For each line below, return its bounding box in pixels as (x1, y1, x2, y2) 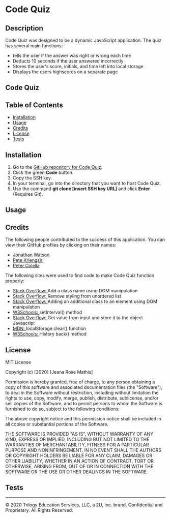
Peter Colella (12, 263, 40, 269)
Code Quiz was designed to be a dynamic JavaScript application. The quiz (5, 37, 162, 43)
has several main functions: (5, 43, 63, 49)
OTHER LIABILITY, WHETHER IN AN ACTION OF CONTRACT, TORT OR (5, 458, 154, 464)
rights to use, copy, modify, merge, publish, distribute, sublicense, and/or (5, 395, 159, 401)
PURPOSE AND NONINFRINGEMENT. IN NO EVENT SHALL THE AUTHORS (5, 447, 162, 453)
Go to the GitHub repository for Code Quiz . (12, 164, 103, 170)
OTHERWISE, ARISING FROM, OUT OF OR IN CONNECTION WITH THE (5, 464, 154, 470)
